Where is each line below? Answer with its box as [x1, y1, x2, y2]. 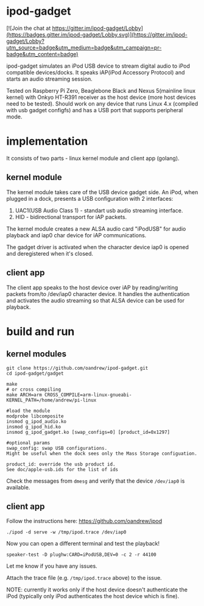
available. [6, 483, 30, 491]
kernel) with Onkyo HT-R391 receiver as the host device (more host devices [6, 93, 196, 101]
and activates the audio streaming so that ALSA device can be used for [6, 297, 185, 304]
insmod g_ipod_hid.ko [6, 424, 62, 430]
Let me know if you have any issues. [6, 563, 97, 570]
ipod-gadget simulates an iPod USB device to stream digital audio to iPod [6, 62, 191, 70]
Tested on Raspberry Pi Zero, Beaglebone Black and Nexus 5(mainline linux [6, 87, 196, 94]
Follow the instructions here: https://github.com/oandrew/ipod [6, 518, 163, 525]
